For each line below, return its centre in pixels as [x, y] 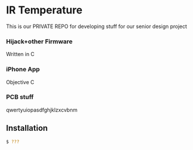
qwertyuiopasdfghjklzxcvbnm [42, 110]
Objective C [20, 82]
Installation [27, 128]
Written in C [20, 54]
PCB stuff [20, 97]
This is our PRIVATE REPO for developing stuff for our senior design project [96, 26]
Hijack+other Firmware [39, 41]
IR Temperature [44, 10]
